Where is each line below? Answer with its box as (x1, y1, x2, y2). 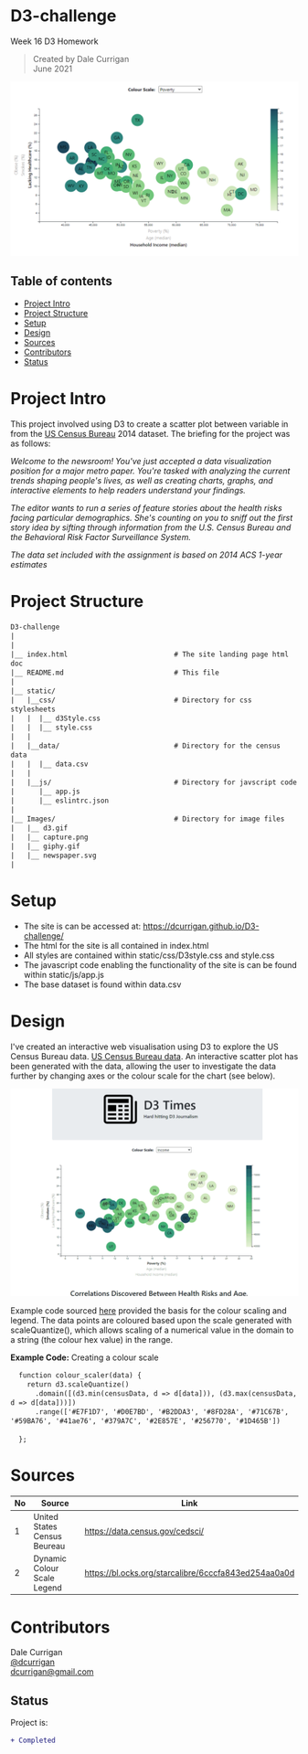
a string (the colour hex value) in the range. (10, 1334, 173, 1345)
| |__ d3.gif (10, 824, 69, 833)
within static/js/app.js (23, 969, 104, 980)
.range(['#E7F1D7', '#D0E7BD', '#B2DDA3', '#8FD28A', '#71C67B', (34, 1407, 289, 1417)
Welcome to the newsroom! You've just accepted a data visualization (10, 455, 272, 466)
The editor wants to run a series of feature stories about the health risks (10, 502, 282, 513)
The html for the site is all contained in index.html (23, 940, 209, 951)
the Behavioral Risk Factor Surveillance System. (10, 531, 191, 542)
